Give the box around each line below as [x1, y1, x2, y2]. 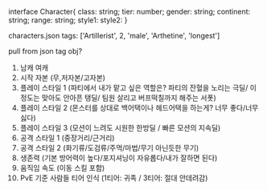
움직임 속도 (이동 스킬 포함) [19, 164, 105, 172]
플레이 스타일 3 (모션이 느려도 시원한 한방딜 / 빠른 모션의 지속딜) [19, 123, 221, 132]
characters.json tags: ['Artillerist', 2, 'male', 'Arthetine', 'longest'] [8, 31, 220, 40]
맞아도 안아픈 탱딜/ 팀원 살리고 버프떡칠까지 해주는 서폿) [41, 93, 217, 103]
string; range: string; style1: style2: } [8, 15, 128, 25]
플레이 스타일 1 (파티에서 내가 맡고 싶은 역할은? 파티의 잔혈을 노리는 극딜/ [19, 83, 249, 92]
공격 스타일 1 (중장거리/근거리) [19, 133, 115, 143]
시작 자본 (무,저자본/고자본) [19, 73, 106, 83]
